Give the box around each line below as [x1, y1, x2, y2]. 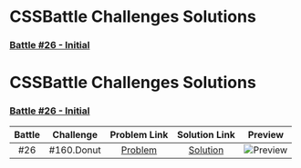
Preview [247, 128, 285, 141]
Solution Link [176, 128, 235, 141]
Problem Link [109, 128, 169, 141]
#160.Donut [48, 143, 102, 156]
